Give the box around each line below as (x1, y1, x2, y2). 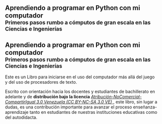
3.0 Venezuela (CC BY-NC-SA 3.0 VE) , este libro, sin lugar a (36, 99, 158, 105)
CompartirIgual (5, 99, 35, 105)
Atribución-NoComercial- (91, 94, 142, 100)
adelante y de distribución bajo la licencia (5, 94, 90, 100)
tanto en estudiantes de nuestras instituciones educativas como (29, 109, 158, 115)
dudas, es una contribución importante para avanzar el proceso (5, 104, 132, 110)
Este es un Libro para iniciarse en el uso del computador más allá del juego (5, 74, 155, 80)
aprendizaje (5, 109, 29, 115)
